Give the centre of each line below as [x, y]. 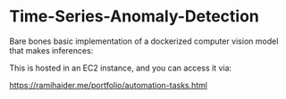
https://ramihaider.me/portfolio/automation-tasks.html [109, 85]
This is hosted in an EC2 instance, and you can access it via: [121, 68]
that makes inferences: [51, 50]
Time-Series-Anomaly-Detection [134, 16]
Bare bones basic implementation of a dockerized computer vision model [144, 41]
